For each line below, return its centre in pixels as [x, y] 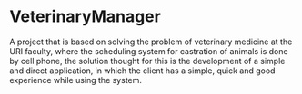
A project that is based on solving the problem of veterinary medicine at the [151, 42]
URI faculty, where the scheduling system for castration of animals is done [149, 51]
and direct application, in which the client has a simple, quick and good [142, 70]
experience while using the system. [76, 80]
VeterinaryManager [85, 17]
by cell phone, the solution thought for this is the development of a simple [147, 61]
